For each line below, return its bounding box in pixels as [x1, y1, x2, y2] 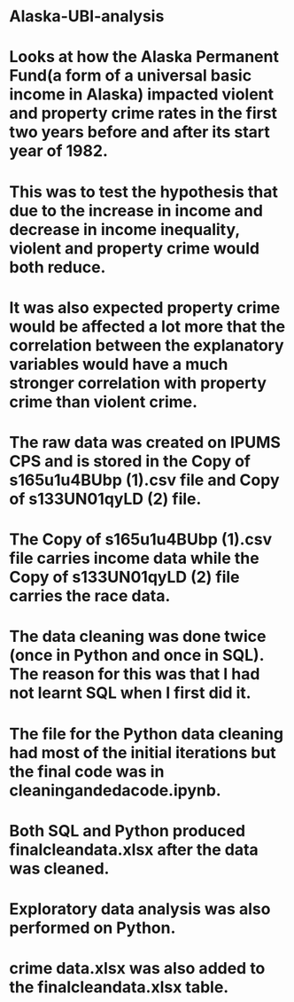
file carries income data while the [9, 548, 259, 568]
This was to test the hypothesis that [9, 182, 279, 201]
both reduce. [9, 257, 106, 277]
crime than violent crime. [9, 392, 197, 411]
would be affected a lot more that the [9, 317, 286, 336]
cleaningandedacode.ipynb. [9, 780, 221, 800]
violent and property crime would [9, 238, 259, 258]
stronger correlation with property [9, 372, 267, 393]
